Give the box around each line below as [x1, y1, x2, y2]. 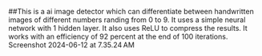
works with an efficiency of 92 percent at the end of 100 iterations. [8, 32, 228, 41]
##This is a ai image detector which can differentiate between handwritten [8, 7, 254, 16]
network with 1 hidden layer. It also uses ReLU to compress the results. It [8, 24, 248, 32]
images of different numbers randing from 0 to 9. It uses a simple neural [8, 15, 246, 24]
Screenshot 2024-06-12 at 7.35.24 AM [8, 40, 135, 50]
